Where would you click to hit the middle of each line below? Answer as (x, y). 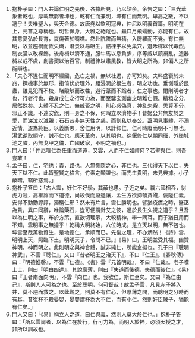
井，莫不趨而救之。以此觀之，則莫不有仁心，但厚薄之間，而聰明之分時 (98, 292)
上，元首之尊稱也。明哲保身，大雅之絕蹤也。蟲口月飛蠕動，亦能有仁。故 (100, 31)
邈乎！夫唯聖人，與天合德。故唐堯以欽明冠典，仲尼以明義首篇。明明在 (98, 24)
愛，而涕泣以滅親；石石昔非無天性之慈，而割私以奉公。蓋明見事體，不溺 (100, 120)
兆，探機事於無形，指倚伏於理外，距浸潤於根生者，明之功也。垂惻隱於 (98, 83)
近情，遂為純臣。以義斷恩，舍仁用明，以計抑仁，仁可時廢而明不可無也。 (100, 128)
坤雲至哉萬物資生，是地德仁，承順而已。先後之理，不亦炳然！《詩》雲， (100, 232)
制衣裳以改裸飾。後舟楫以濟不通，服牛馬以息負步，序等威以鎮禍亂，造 (98, 53)
